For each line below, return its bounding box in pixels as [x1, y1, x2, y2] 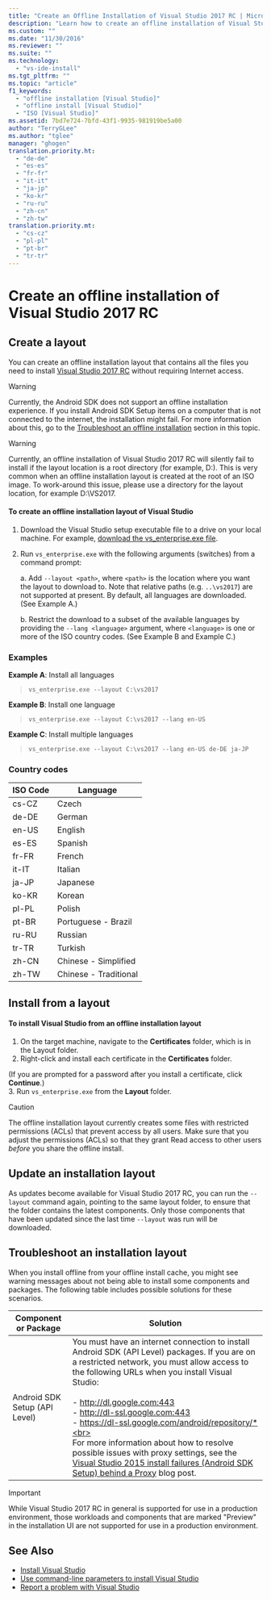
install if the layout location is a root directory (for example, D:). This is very [8, 462, 258, 472]
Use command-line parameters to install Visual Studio [19, 1574, 199, 1584]
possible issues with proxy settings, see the [72, 1447, 238, 1458]
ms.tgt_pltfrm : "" [8, 72, 70, 80]
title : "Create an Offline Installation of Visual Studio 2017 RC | [8, 11, 244, 20]
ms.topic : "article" [8, 79, 78, 87]
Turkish [56, 942, 86, 954]
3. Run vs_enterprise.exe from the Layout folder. [8, 1087, 172, 1097]
